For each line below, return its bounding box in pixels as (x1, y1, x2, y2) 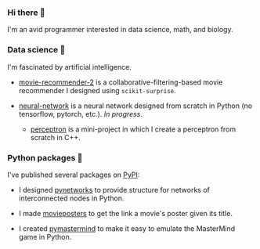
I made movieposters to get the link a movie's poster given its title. (18, 208, 233, 218)
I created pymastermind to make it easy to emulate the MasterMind (18, 223, 236, 233)
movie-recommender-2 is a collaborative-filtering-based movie (18, 78, 223, 87)
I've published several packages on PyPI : (7, 170, 140, 179)
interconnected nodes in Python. (18, 193, 125, 203)
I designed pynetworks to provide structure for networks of (18, 185, 211, 194)
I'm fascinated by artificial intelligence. (7, 62, 132, 71)
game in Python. (18, 232, 72, 241)
